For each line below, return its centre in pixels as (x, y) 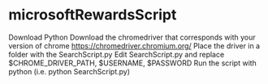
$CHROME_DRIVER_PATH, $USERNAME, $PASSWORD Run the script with (133, 63)
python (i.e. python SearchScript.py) (69, 71)
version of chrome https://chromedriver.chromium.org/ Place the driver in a (134, 45)
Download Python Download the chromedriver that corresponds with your (132, 37)
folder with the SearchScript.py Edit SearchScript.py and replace (117, 54)
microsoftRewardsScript (93, 15)
